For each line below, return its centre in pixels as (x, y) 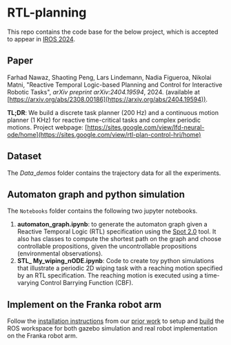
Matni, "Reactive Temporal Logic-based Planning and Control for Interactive (115, 85)
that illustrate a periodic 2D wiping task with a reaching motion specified (120, 268)
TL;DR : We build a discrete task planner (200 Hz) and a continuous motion (113, 112)
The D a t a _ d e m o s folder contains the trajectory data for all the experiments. (114, 173)
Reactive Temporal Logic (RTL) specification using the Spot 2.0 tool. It (117, 231)
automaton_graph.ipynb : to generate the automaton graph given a (112, 224)
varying (28, 283)
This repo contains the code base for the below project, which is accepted (113, 32)
